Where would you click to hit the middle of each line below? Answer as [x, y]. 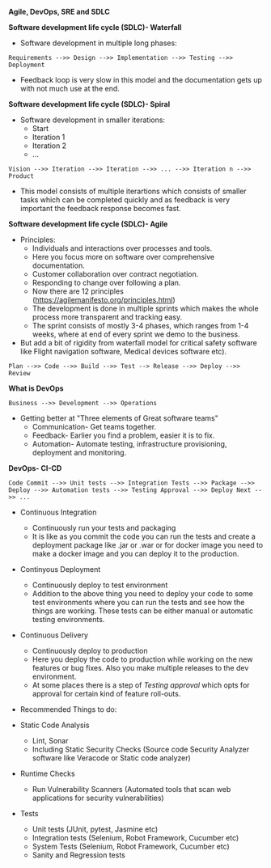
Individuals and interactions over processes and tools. [122, 248]
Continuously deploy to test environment [100, 585]
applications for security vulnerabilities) [98, 798]
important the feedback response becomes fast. [101, 208]
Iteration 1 [49, 137]
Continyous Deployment [60, 569]
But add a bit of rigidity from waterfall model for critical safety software [138, 343]
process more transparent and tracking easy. [107, 317]
